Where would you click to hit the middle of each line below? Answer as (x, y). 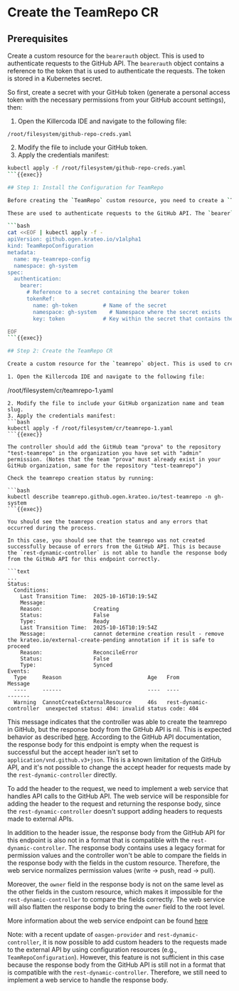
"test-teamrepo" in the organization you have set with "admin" (105, 453)
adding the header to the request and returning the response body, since (114, 803)
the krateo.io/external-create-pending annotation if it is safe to (111, 640)
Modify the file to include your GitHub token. (83, 147)
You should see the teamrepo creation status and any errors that (108, 521)
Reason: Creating (70, 609)
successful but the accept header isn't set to (73, 752)
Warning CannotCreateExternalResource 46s (86, 702)
